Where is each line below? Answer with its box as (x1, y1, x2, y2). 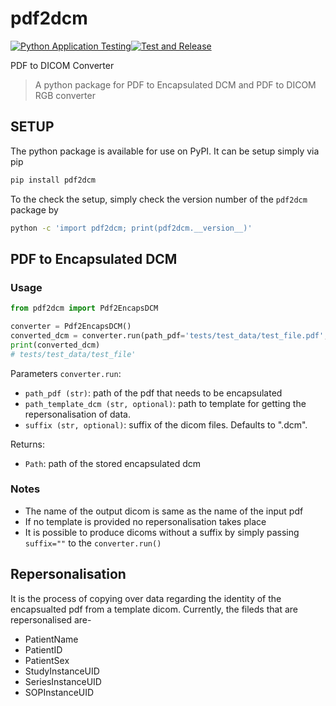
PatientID (24, 643, 63, 656)
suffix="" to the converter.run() (24, 537, 162, 549)
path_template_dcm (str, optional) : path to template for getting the (24, 397, 307, 409)
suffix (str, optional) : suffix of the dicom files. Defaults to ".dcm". (24, 418, 308, 431)
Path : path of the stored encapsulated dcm (24, 457, 202, 469)
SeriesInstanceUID (24, 675, 102, 687)
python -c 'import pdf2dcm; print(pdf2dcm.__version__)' (10, 223, 253, 233)
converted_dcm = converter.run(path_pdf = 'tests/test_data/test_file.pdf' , (10, 330, 329, 341)
